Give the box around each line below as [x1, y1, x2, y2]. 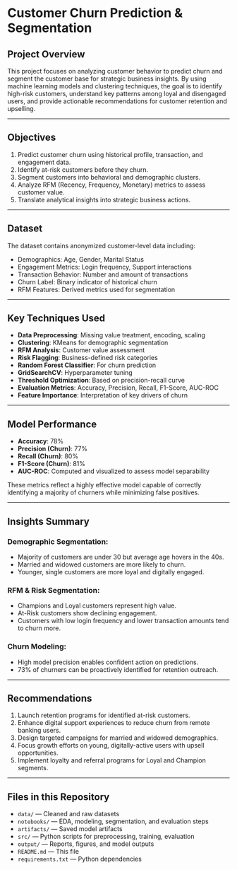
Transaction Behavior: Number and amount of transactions [17, 270, 188, 279]
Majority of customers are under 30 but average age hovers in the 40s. [17, 552, 224, 561]
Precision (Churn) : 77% [17, 444, 88, 453]
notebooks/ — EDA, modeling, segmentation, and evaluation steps [17, 817, 209, 825]
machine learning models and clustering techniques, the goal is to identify [7, 82, 222, 90]
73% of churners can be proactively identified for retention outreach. [17, 665, 219, 673]
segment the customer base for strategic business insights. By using [7, 74, 207, 83]
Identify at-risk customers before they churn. [17, 165, 149, 174]
